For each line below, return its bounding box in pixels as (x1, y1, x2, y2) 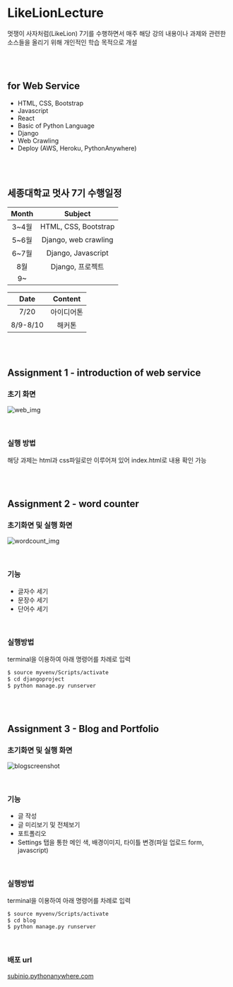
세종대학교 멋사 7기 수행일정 (7, 187, 122, 199)
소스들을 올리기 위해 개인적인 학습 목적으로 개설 (7, 37, 138, 47)
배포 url (7, 955, 32, 965)
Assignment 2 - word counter (7, 498, 140, 510)
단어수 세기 (17, 604, 49, 613)
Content (52, 294, 81, 304)
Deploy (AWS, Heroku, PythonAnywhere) (17, 143, 137, 152)
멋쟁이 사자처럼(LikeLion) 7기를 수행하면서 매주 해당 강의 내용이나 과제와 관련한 (7, 29, 226, 37)
